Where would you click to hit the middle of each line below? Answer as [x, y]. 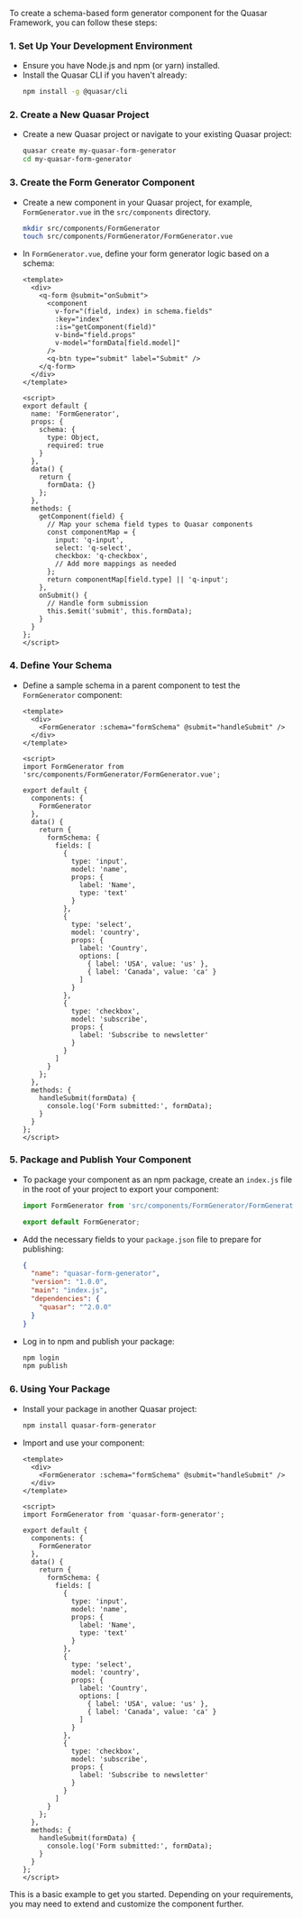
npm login [41, 1358]
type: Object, [73, 438]
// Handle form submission [97, 603]
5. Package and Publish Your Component [101, 1160]
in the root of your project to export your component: [120, 1188]
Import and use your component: [83, 1443]
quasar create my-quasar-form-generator [99, 151]
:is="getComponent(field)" [106, 327]
